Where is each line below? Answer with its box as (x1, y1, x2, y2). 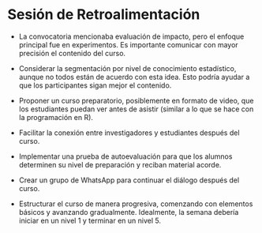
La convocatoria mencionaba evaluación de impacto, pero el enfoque (18, 32, 245, 41)
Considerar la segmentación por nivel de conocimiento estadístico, (18, 63, 237, 73)
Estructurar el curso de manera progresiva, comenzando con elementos (18, 199, 253, 209)
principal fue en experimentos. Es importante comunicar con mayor (18, 39, 238, 49)
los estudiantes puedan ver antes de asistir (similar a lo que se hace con (18, 104, 254, 114)
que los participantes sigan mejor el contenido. (18, 81, 172, 90)
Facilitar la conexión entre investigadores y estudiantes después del (18, 128, 240, 137)
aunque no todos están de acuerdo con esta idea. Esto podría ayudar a (18, 72, 250, 81)
